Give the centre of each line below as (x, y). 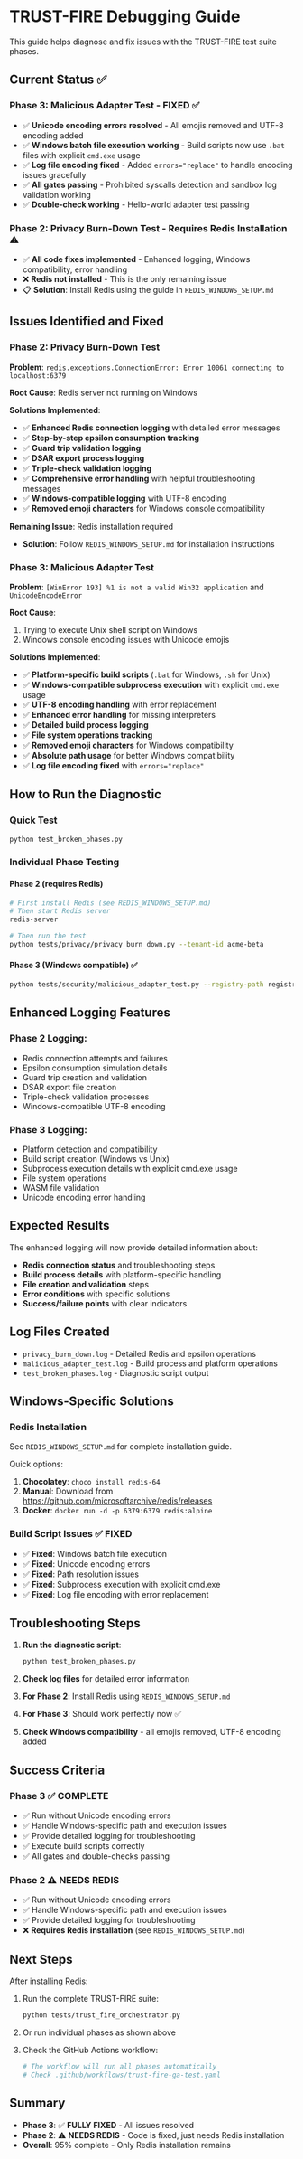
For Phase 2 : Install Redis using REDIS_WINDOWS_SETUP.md (126, 1696)
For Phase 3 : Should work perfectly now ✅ (102, 1714)
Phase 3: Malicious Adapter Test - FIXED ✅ (105, 106)
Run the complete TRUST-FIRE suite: (91, 1999)
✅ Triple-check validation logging (87, 468)
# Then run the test (48, 936)
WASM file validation (61, 1188)
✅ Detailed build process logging (85, 724)
